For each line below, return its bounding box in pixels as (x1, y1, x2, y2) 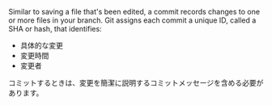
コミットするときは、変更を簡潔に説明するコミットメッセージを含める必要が (8, 78, 264, 87)
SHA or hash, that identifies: (8, 24, 103, 33)
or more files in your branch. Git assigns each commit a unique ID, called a (8, 15, 257, 25)
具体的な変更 (19, 40, 63, 50)
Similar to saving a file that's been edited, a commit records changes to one (8, 7, 261, 16)
